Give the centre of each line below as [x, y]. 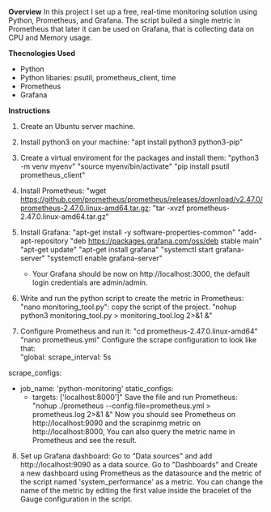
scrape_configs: [35, 373]
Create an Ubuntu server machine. [78, 126]
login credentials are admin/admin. [90, 282]
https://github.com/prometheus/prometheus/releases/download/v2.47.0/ [141, 199]
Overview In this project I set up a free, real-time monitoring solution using [133, 12]
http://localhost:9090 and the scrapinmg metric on [116, 423]
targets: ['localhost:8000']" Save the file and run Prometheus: [135, 397]
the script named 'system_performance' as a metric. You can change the [142, 482]
